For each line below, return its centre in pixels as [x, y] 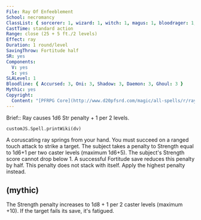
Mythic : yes [21, 90]
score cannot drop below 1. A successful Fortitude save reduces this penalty [100, 158]
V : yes [20, 67]
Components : [21, 62]
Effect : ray [21, 39]
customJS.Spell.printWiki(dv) [44, 129]
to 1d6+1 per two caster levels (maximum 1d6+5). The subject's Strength [95, 152]
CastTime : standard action [40, 28]
